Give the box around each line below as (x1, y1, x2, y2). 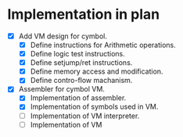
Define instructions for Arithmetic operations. (30, 41, 177, 49)
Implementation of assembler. (30, 93, 127, 103)
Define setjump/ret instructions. (30, 58, 133, 67)
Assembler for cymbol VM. (18, 85, 105, 94)
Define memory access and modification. (30, 67, 163, 76)
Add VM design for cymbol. (18, 31, 107, 41)
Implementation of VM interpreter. (30, 111, 140, 121)
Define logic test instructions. (30, 49, 126, 59)
